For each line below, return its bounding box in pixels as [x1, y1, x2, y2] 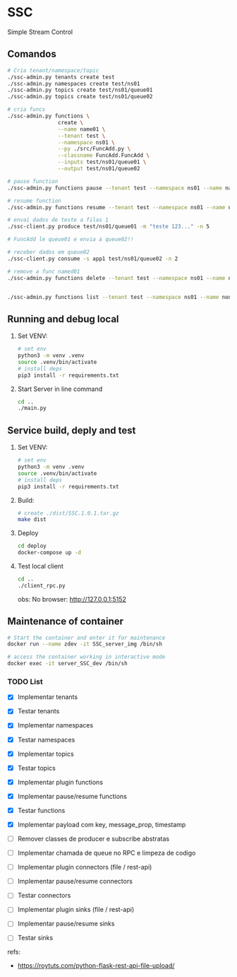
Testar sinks [17, 934, 54, 942]
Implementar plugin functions [17, 778, 104, 786]
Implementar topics [17, 749, 74, 758]
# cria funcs [7, 106, 46, 113]
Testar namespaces [17, 735, 75, 744]
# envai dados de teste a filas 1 [7, 216, 109, 223]
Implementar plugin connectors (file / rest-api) [17, 863, 152, 872]
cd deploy [17, 542, 47, 550]
